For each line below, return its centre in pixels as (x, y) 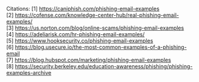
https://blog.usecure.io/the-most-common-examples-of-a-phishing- (101, 47)
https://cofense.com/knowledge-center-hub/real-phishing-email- (97, 15)
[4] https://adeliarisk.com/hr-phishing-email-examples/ (75, 34)
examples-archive (29, 73)
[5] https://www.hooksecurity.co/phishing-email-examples (80, 41)
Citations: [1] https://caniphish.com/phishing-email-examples (83, 9)
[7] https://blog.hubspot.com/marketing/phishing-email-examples (89, 60)
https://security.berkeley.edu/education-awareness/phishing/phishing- (104, 66)
